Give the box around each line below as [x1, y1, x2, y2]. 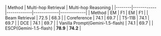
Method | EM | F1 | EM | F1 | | [90, 10, 148, 16]
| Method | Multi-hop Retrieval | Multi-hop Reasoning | [5, 5, 113, 10]
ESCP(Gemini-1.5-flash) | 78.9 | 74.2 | [5, 25, 81, 31]
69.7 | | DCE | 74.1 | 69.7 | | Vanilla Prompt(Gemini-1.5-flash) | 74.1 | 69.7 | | [5, 20, 153, 26]
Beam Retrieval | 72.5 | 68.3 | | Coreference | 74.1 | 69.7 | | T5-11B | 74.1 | [5, 15, 150, 20]
